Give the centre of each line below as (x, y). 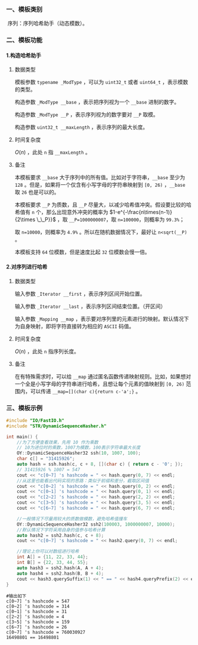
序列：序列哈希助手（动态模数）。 (47, 23)
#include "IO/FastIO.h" (35, 420)
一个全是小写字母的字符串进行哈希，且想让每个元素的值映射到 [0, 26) (99, 384)
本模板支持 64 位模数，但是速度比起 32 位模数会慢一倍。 (82, 252)
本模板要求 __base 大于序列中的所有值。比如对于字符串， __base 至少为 (100, 177)
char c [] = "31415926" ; (46, 459)
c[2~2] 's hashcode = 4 (35, 617)
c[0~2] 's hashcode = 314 (38, 607)
